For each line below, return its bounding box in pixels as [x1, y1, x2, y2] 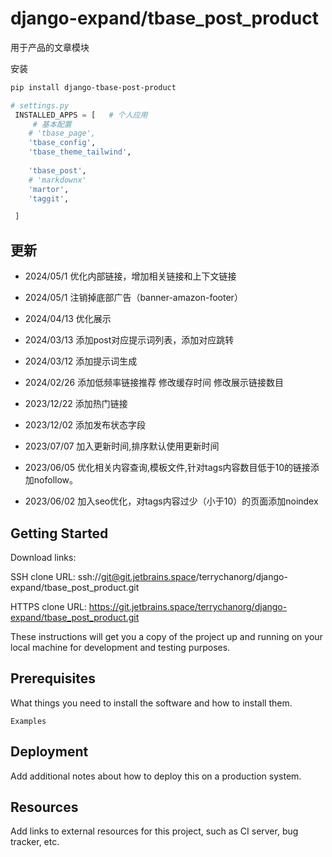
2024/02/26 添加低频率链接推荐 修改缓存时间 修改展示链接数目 [24, 377, 285, 389]
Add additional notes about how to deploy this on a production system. [10, 770, 302, 782]
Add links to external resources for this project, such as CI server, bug [10, 825, 299, 837]
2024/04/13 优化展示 [24, 313, 112, 325]
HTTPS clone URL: [10, 600, 87, 612]
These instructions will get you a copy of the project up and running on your [10, 630, 323, 642]
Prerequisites [10, 670, 96, 687]
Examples [10, 716, 47, 726]
